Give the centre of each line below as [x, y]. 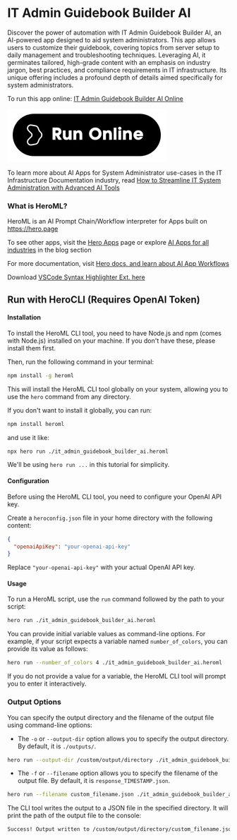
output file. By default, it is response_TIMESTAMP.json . [94, 781]
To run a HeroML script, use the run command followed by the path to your [116, 599]
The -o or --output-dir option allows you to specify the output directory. [123, 738]
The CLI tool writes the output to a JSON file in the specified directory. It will [118, 808]
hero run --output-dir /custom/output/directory [80, 760]
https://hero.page [33, 229]
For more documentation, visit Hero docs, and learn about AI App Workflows [118, 264]
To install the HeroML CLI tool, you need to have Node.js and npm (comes [115, 333]
